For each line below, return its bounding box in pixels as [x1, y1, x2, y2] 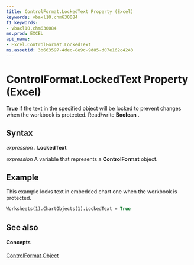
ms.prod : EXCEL [6, 31, 44, 37]
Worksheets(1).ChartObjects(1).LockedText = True [6, 206, 131, 212]
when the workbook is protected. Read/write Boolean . [6, 111, 140, 118]
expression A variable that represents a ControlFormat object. [6, 155, 158, 163]
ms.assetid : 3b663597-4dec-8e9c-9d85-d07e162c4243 [6, 47, 134, 53]
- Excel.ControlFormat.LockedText [6, 42, 92, 48]
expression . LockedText [6, 144, 67, 151]
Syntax [6, 128, 33, 138]
